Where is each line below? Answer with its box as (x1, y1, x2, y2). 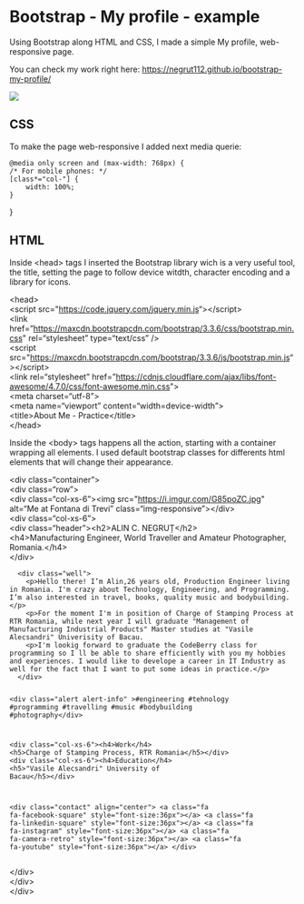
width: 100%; (25, 182, 75, 192)
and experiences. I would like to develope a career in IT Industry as (9, 657, 286, 666)
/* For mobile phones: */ (9, 166, 107, 176)
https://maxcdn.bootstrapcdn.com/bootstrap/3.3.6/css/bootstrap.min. (33, 323, 295, 334)
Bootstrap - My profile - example (9, 6, 260, 27)
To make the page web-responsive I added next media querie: (9, 141, 242, 152)
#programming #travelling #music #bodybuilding (9, 703, 193, 712)
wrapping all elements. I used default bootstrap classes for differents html (9, 447, 286, 457)
